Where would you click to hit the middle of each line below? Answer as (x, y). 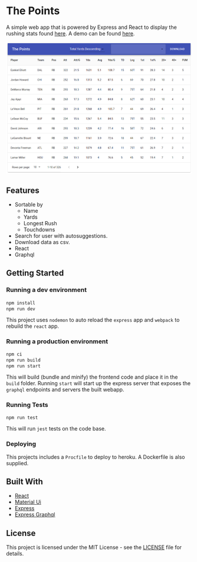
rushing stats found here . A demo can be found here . (70, 33)
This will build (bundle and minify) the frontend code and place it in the (92, 377)
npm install (21, 303)
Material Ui (28, 502)
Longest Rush (40, 223)
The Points (33, 11)
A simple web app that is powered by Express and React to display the (91, 27)
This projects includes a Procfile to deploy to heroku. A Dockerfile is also (96, 457)
